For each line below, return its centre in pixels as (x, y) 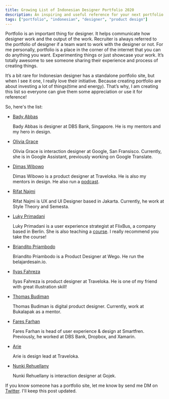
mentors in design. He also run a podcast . (56, 182)
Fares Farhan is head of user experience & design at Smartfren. (78, 331)
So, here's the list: (24, 107)
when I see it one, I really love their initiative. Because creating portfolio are (83, 81)
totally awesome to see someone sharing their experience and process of (82, 61)
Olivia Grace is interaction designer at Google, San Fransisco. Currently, (87, 152)
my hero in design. (32, 132)
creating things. (21, 66)
